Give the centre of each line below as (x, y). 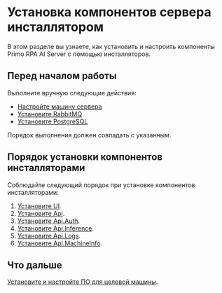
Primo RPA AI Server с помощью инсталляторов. (79, 54)
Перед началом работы (62, 76)
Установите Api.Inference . (56, 228)
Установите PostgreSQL (53, 121)
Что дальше (35, 265)
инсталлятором (55, 27)
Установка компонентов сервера (109, 12)
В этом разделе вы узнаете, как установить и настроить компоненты (111, 46)
